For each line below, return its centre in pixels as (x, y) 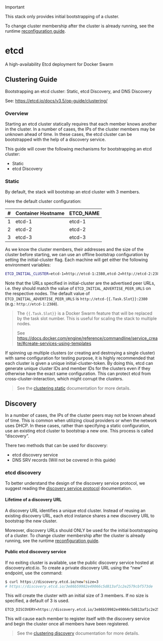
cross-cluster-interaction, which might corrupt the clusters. (64, 379)
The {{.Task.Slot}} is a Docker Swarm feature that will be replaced (85, 313)
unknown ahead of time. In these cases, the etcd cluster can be (69, 134)
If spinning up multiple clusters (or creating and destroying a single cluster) (80, 353)
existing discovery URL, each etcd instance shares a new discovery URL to (80, 515)
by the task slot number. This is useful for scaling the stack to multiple (87, 319)
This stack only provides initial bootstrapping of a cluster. (62, 16)
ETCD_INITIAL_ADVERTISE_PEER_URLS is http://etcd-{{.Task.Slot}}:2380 (76, 299)
